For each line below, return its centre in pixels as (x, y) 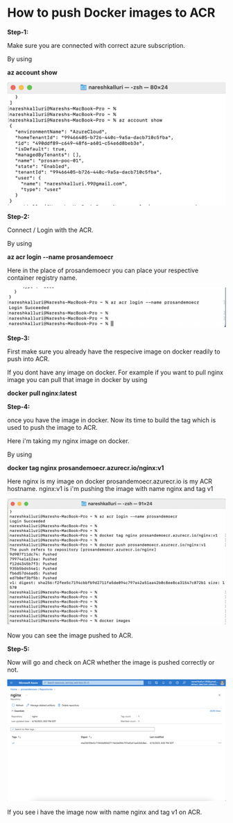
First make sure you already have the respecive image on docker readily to (114, 351)
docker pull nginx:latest (42, 393)
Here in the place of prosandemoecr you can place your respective (103, 270)
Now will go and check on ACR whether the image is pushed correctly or (111, 662)
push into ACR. (28, 359)
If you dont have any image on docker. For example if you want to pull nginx (115, 372)
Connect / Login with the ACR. (50, 230)
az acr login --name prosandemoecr (60, 257)
